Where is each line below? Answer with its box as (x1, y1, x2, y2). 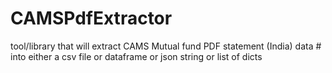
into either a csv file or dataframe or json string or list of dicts (10, 50, 263, 62)
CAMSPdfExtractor (10, 7, 173, 30)
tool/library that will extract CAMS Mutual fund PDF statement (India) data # (10, 40, 322, 52)
